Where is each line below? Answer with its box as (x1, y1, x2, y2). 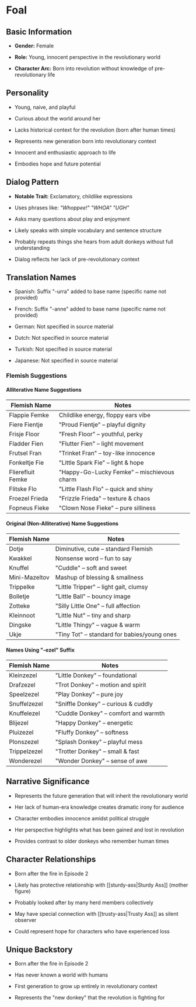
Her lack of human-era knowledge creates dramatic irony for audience (14, 803, 184, 811)
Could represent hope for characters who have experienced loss (14, 927, 170, 934)
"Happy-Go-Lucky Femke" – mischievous (58, 468, 175, 476)
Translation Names (6, 273, 76, 282)
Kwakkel (9, 554, 32, 562)
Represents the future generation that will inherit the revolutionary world (14, 792, 188, 799)
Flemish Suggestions (6, 372, 67, 380)
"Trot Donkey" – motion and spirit (55, 681, 146, 689)
